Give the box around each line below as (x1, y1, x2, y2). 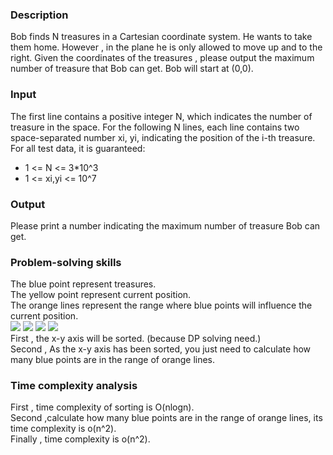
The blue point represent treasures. (10, 278, 157, 290)
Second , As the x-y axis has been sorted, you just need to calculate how (10, 343, 312, 355)
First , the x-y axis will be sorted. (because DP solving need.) (10, 333, 262, 345)
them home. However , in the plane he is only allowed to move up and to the (10, 41, 323, 53)
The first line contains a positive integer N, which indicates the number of (10, 110, 313, 122)
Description (10, 8, 69, 22)
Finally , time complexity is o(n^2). (10, 433, 151, 445)
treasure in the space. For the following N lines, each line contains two (10, 121, 300, 133)
